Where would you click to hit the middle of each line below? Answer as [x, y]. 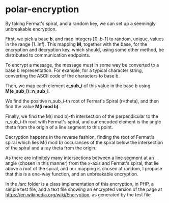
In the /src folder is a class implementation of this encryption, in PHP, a [80, 184]
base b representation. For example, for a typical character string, [74, 70]
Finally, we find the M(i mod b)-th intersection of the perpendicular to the [82, 116]
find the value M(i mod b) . [33, 106]
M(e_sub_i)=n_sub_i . [27, 91]
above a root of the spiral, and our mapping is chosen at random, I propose [84, 168]
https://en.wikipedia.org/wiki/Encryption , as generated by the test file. [79, 194]
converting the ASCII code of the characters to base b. [63, 75]
